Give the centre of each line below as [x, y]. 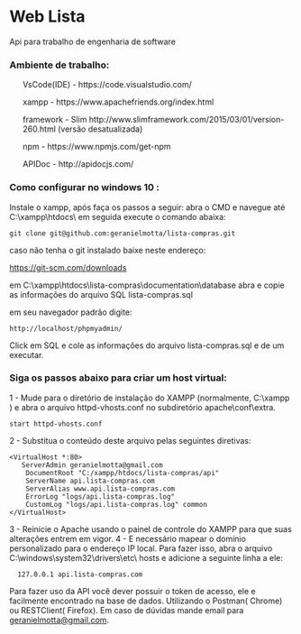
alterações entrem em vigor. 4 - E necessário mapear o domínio [128, 538]
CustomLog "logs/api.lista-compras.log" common [116, 504]
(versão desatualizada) [100, 129]
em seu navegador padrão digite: [71, 312]
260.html [39, 129]
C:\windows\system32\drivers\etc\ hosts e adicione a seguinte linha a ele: [146, 557]
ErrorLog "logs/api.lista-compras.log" [100, 496]
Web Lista [47, 17]
